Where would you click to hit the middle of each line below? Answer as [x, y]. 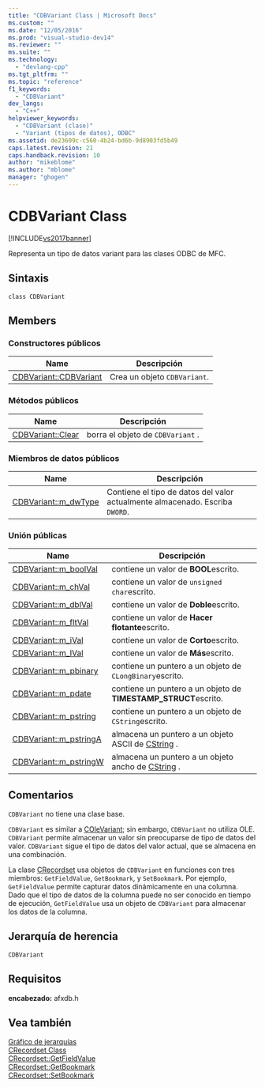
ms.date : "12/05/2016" [45, 30]
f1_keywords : [30, 89]
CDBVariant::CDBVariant [57, 377]
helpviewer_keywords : [44, 119]
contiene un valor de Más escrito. [173, 653]
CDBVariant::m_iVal [48, 640]
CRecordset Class [37, 1050]
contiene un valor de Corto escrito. [175, 640]
